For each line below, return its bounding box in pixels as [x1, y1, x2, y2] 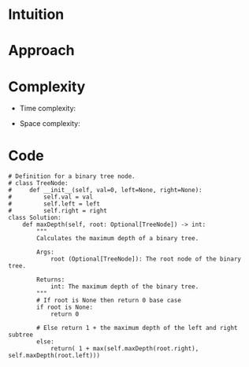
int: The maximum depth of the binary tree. [50, 283, 199, 291]
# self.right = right [8, 207, 108, 215]
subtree [8, 331, 34, 339]
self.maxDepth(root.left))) [8, 352, 101, 360]
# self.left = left [8, 200, 101, 208]
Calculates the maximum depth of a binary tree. [36, 235, 199, 243]
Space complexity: [19, 119, 80, 128]
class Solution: [8, 214, 61, 222]
